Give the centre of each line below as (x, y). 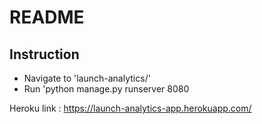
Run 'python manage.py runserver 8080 (106, 89)
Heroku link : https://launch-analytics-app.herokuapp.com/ (130, 108)
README (47, 17)
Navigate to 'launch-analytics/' (87, 78)
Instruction (44, 54)
